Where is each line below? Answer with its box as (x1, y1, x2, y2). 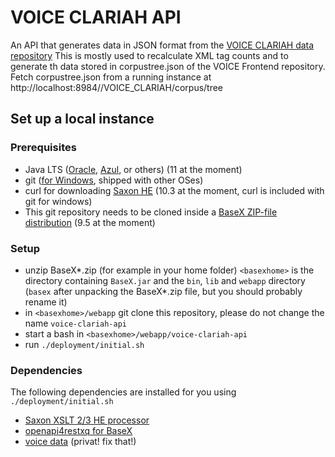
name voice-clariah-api (24, 317, 127, 329)
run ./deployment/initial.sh (24, 338, 145, 350)
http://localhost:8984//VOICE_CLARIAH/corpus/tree (10, 81, 224, 93)
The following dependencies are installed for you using (10, 386, 237, 398)
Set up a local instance (10, 111, 155, 128)
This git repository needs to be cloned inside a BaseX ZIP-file (24, 206, 278, 218)
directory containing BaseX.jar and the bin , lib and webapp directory (24, 274, 306, 286)
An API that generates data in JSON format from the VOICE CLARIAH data (10, 39, 315, 51)
